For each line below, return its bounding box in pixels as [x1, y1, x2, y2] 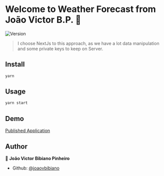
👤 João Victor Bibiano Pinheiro [5, 155, 70, 161]
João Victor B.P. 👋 [5, 14, 81, 25]
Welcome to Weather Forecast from [5, 3, 156, 15]
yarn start [5, 100, 28, 105]
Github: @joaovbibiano [12, 165, 60, 171]
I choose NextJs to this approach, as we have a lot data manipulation [17, 40, 159, 46]
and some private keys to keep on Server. [17, 45, 103, 51]
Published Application [5, 127, 50, 133]
